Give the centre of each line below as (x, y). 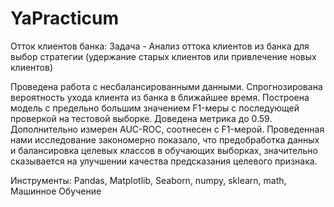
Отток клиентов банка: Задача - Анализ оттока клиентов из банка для (160, 46)
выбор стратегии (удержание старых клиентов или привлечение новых (163, 56)
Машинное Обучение (56, 191)
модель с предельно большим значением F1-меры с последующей (155, 108)
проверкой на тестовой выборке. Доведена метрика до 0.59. (141, 118)
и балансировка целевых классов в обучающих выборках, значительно (164, 150)
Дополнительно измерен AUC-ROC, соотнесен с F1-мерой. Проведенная (167, 129)
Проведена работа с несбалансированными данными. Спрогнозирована (166, 86)
